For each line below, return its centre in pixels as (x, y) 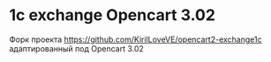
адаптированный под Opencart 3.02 (76, 48)
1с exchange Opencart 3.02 (113, 15)
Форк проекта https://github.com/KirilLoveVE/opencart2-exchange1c (135, 39)
